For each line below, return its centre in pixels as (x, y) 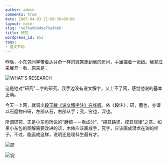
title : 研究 (17, 33)
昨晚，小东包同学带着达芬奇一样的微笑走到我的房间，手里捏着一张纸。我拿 (82, 62)
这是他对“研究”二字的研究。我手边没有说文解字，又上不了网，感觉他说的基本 (84, 88)
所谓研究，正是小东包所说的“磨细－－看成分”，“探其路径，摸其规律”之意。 (81, 122)
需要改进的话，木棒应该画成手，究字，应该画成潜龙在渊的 (95, 128)
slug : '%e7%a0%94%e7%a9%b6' (34, 28)
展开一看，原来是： (29, 68)
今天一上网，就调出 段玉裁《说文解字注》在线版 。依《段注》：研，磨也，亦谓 (83, 105)
